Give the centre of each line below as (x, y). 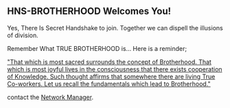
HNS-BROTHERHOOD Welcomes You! (89, 11)
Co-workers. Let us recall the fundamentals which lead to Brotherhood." (109, 84)
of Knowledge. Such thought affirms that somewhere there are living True (111, 76)
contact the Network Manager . (50, 97)
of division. (23, 35)
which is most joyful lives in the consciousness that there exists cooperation (115, 69)
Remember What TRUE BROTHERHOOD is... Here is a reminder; (97, 48)
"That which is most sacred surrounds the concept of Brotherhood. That (109, 62)
